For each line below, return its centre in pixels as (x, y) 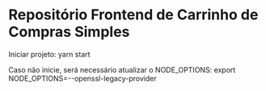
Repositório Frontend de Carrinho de (133, 15)
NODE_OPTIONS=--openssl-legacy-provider (82, 78)
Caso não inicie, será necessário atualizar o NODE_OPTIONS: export (122, 69)
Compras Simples (69, 32)
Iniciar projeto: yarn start (49, 54)
